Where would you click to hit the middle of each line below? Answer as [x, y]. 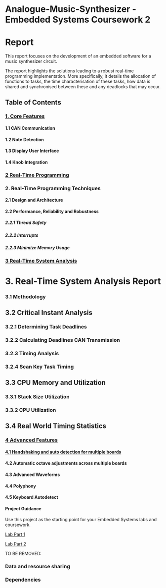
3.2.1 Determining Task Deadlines [46, 326]
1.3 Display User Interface [32, 151]
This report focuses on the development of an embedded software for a [78, 56]
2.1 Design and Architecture [34, 200]
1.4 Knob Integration [26, 162]
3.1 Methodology [25, 297]
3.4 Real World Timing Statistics [56, 426]
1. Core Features [25, 116]
